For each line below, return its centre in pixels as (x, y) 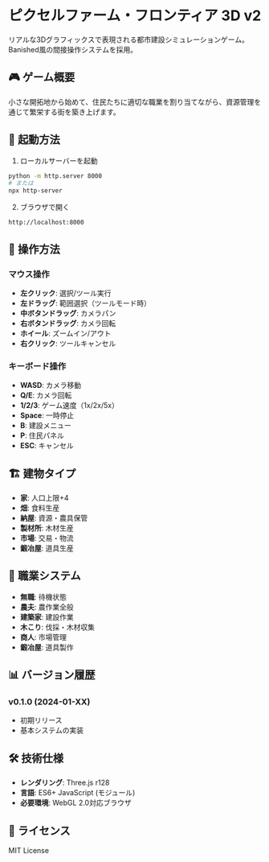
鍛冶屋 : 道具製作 (47, 647)
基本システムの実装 (52, 730)
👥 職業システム (45, 576)
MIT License (29, 851)
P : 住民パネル (42, 435)
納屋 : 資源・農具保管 (54, 518)
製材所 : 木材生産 (47, 528)
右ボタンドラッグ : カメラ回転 (68, 323)
